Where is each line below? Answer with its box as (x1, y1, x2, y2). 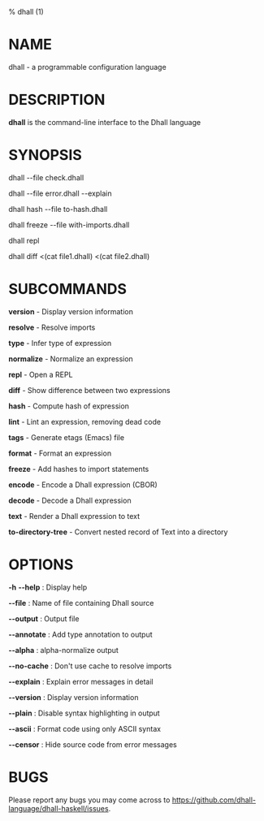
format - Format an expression (8, 448, 112, 458)
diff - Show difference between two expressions (8, 385, 171, 395)
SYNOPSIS (8, 146, 83, 165)
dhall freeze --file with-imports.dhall (8, 219, 130, 230)
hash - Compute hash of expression (8, 401, 130, 411)
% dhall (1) (8, 7, 45, 16)
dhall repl (8, 235, 40, 245)
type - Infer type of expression (8, 338, 112, 348)
